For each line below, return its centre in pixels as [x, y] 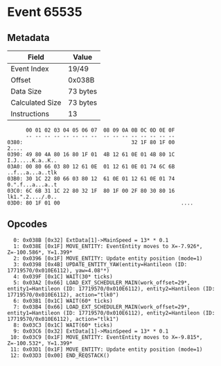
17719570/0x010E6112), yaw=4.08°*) [59, 270]
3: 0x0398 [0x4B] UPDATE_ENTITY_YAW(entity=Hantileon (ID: [100, 264]
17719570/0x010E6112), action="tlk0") [63, 295]
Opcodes [27, 224]
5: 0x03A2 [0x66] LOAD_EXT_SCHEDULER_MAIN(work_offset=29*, [102, 282]
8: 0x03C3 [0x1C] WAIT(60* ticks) [63, 325]
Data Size [26, 91]
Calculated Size [36, 103]
